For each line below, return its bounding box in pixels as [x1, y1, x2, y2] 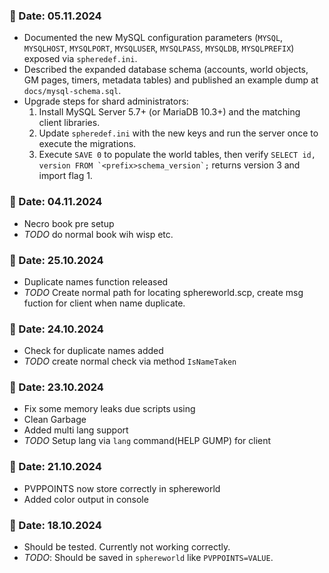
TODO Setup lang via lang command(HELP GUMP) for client [23, 435, 272, 447]
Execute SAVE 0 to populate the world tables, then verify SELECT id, [38, 149, 316, 161]
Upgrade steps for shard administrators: [23, 95, 189, 108]
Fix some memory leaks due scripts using [23, 403, 196, 415]
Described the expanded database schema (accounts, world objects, [23, 64, 309, 76]
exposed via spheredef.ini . [23, 53, 138, 65]
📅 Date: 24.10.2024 [9, 322, 104, 336]
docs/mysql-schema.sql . [23, 85, 122, 97]
